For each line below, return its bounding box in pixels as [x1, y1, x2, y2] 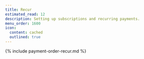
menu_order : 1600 [5, 21, 41, 26]
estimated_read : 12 [5, 12, 45, 17]
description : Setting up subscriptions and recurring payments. [5, 16, 140, 21]
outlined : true [9, 35, 41, 40]
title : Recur [5, 7, 32, 12]
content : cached [9, 30, 43, 35]
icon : [5, 26, 16, 30]
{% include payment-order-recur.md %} [5, 48, 87, 54]
